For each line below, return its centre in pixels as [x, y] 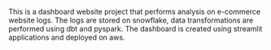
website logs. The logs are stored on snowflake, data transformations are [131, 20]
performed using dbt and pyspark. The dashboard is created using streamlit [135, 29]
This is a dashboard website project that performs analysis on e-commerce [135, 12]
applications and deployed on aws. [67, 37]
